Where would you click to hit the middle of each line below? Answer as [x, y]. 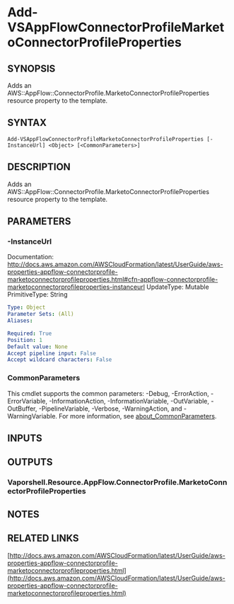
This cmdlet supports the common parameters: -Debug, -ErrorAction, [109, 393]
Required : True [30, 334]
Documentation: [31, 257]
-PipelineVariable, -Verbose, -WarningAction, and [110, 409]
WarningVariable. [33, 416]
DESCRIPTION [39, 167]
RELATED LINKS [43, 539]
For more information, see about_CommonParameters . [138, 416]
